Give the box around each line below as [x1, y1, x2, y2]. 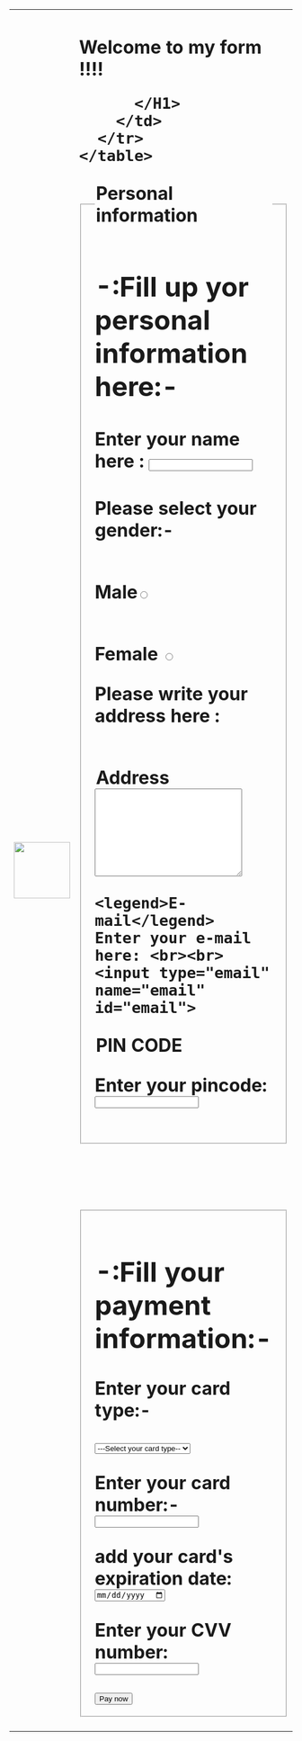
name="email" [94, 981, 206, 1000]
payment [94, 1288, 211, 1322]
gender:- [94, 518, 174, 542]
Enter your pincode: [94, 1073, 268, 1097]
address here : [94, 704, 220, 727]
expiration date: [94, 1566, 232, 1590]
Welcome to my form [79, 35, 262, 58]
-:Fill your [94, 1254, 225, 1289]
